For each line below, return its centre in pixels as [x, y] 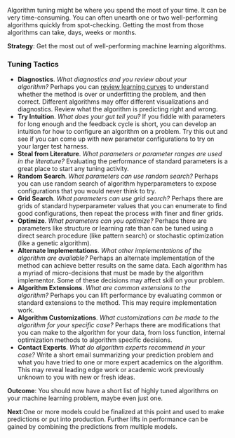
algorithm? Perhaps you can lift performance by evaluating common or [120, 295]
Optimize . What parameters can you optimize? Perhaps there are [112, 221]
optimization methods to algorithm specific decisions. [95, 340]
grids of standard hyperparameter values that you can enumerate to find [122, 206]
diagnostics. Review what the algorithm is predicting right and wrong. [117, 109]
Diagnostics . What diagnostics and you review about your [102, 79]
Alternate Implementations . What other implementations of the [109, 251]
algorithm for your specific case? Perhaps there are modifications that [119, 325]
